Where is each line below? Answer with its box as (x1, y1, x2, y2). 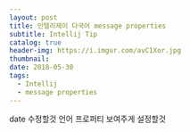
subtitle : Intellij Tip (9, 29, 98, 38)
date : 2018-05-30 (9, 63, 74, 72)
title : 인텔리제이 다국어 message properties (9, 21, 167, 30)
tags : (9, 71, 29, 80)
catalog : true (9, 37, 62, 47)
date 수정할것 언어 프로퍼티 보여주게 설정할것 (9, 113, 167, 124)
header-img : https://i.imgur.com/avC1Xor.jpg (9, 46, 181, 55)
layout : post (9, 12, 58, 22)
